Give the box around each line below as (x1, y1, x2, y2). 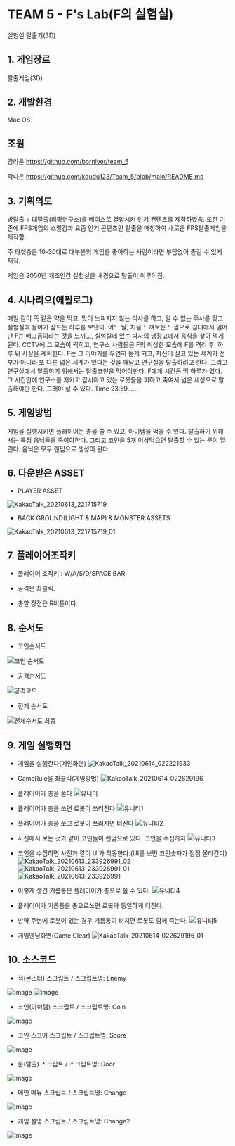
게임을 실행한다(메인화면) (17, 760, 86, 768)
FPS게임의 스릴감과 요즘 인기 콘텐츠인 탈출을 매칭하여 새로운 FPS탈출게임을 (20, 224, 227, 232)
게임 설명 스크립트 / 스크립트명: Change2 (17, 1116, 130, 1125)
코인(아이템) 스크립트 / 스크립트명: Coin (17, 1002, 126, 1011)
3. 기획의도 (7, 195, 53, 207)
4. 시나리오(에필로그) (7, 294, 93, 306)
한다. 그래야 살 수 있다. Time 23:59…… (31, 384, 138, 393)
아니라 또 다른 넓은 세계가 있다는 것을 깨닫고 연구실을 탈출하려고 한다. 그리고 (20, 358, 228, 366)
